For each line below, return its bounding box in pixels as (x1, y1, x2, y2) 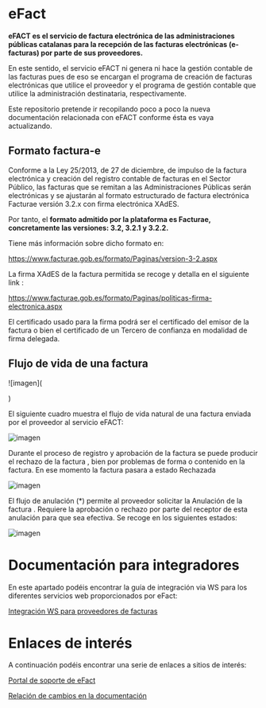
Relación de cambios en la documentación (8, 691, 147, 701)
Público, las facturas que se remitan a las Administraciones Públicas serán (8, 182, 252, 192)
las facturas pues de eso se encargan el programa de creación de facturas (8, 72, 253, 81)
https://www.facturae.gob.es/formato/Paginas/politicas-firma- (8, 293, 213, 302)
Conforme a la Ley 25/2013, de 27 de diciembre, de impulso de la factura (8, 165, 247, 175)
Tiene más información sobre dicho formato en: (8, 238, 164, 247)
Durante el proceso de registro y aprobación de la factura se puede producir (8, 448, 258, 457)
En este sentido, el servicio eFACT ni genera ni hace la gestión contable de (8, 63, 253, 72)
